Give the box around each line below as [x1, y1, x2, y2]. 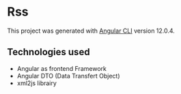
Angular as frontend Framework [16, 64, 107, 72]
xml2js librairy [16, 79, 57, 87]
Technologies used [7, 46, 90, 58]
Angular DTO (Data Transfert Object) [16, 72, 121, 80]
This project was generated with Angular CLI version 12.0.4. [7, 27, 176, 35]
